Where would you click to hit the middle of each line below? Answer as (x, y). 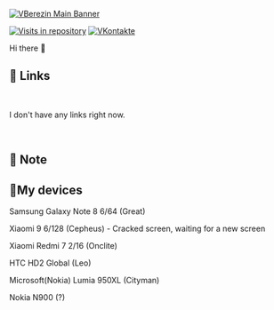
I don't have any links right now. (68, 115)
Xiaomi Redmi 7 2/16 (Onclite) (64, 246)
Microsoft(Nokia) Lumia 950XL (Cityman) (85, 281)
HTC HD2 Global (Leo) (50, 263)
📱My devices (46, 190)
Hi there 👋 (28, 48)
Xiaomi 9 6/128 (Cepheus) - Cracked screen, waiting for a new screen (137, 229)
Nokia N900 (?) (37, 298)
